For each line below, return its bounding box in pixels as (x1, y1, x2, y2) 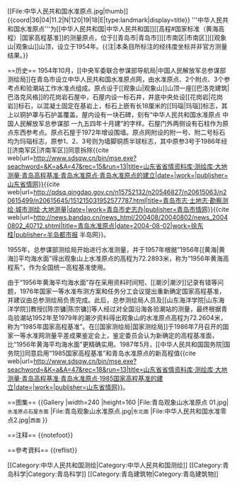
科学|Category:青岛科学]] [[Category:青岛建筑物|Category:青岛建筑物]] (13, 470, 219, 478)
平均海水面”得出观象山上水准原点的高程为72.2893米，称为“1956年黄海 (18, 254, 223, 263)
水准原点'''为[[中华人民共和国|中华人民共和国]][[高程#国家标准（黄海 (19, 25, 219, 33)
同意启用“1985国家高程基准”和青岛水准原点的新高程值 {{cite (24, 349, 196, 357)
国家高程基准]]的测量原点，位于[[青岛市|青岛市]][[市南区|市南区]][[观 (21, 33, 221, 42)
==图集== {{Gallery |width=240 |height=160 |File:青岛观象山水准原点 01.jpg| (7, 398, 229, 406)
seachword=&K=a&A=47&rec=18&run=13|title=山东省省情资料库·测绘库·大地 (7, 365, 228, 374)
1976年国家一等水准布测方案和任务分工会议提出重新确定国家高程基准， (19, 287, 226, 295)
